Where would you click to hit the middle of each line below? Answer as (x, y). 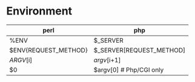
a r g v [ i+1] (107, 60)
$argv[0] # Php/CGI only (129, 69)
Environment (39, 11)
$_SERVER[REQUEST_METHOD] (140, 50)
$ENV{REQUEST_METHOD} (48, 50)
